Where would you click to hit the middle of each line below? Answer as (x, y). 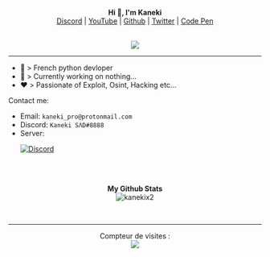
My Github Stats (135, 189)
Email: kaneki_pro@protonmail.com (76, 116)
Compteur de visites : (135, 236)
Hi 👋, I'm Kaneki (135, 12)
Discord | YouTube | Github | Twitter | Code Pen (135, 21)
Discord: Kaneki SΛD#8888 (62, 124)
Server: (32, 133)
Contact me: (29, 100)
